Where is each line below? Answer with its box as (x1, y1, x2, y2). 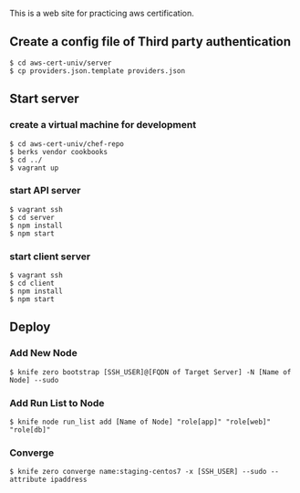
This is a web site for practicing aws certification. (9, 8, 194, 18)
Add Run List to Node (9, 396, 105, 409)
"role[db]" (9, 425, 51, 435)
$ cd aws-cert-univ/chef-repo (9, 139, 125, 149)
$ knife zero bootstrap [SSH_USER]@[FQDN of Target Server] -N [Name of (9, 367, 292, 377)
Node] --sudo (9, 375, 59, 384)
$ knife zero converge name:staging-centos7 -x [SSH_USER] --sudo (9, 467, 267, 477)
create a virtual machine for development (9, 119, 197, 131)
